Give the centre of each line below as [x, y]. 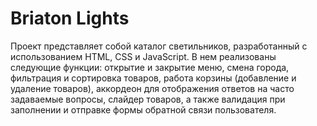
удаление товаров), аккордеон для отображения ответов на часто [152, 88]
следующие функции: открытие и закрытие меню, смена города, [150, 67]
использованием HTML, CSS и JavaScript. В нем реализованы [143, 56]
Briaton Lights [70, 18]
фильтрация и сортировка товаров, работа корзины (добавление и [153, 78]
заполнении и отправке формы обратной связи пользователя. [143, 109]
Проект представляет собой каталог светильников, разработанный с [159, 46]
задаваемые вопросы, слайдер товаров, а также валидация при [148, 99]
